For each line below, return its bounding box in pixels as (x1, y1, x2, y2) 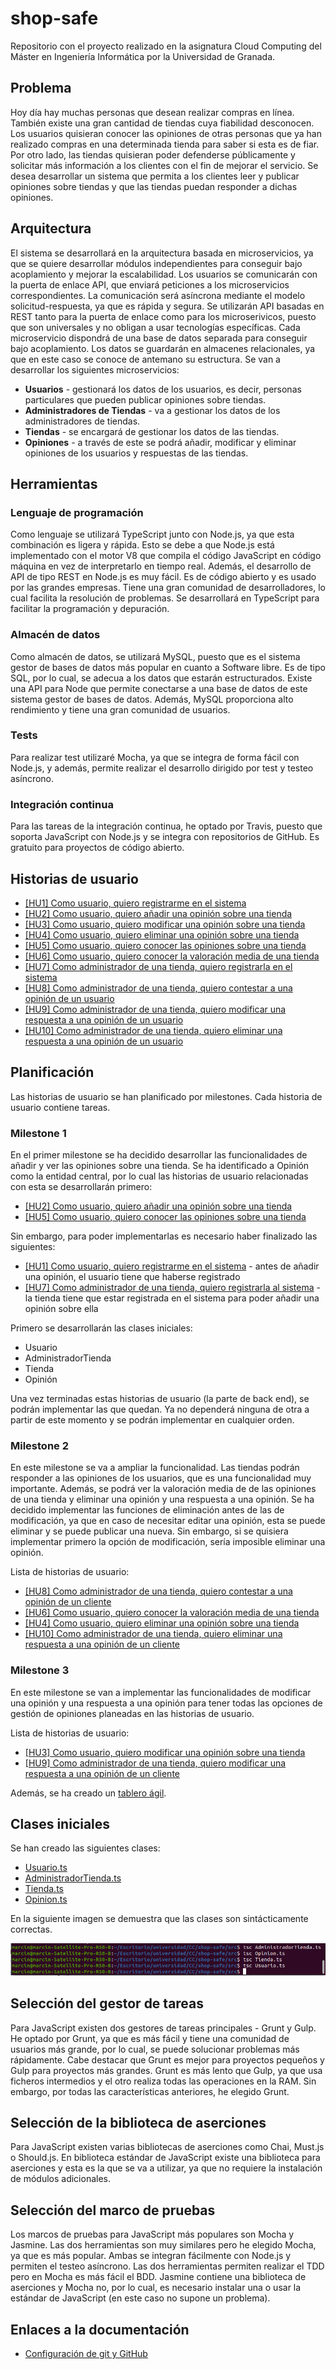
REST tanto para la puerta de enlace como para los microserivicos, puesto (10, 310, 317, 322)
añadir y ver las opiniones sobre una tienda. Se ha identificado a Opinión (10, 1160, 310, 1172)
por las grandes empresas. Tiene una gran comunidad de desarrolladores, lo (10, 582, 326, 594)
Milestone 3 (10, 1663, 70, 1677)
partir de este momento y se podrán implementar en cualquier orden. (10, 1414, 295, 1426)
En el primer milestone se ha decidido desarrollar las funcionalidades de (10, 1149, 308, 1161)
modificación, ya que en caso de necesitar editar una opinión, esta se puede (10, 1515, 326, 1527)
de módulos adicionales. (10, 2173, 112, 2185)
